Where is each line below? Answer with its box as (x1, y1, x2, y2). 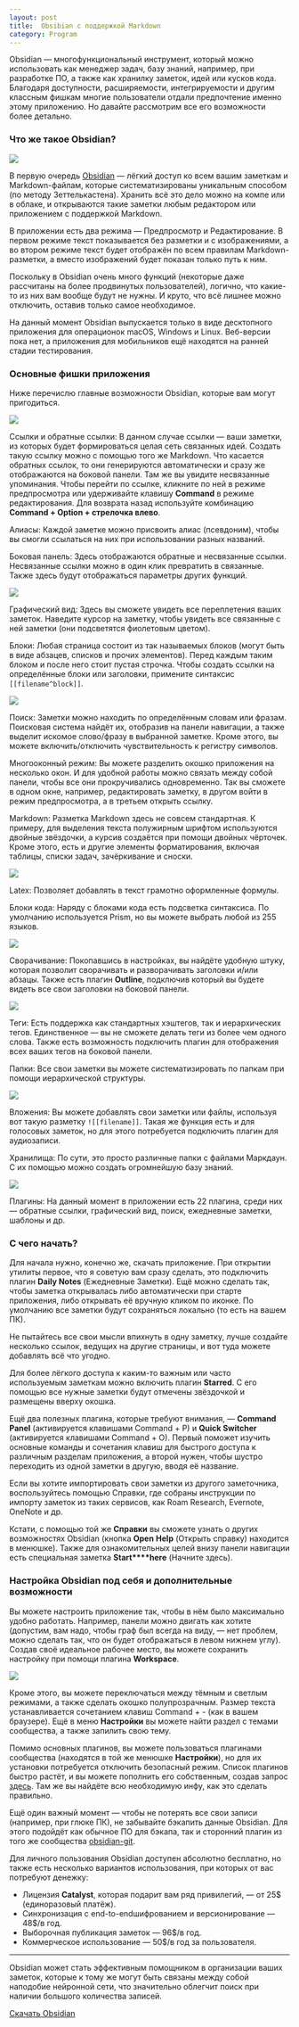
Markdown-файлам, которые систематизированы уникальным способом (9, 179, 287, 190)
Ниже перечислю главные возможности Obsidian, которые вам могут (9, 387, 276, 398)
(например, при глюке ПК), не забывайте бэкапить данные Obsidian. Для (9, 1817, 288, 1827)
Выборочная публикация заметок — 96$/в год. (21, 1927, 202, 1938)
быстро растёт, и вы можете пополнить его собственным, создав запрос (9, 1771, 289, 1782)
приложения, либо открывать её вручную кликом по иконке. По (9, 1295, 254, 1306)
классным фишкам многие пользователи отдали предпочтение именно (9, 92, 282, 103)
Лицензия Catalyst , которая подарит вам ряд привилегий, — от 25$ (21, 1889, 282, 1899)
